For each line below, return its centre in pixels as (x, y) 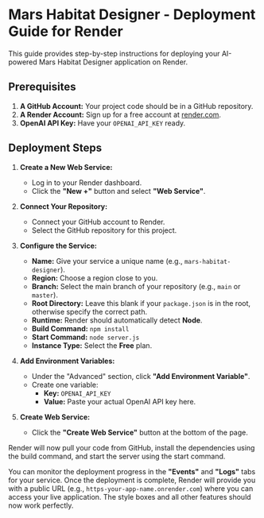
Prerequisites (42, 87)
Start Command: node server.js (85, 337)
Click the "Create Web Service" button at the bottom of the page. (140, 432)
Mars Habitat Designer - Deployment (132, 15)
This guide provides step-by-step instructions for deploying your (114, 53)
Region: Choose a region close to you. (95, 278)
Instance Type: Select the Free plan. (92, 345)
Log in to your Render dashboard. (87, 182)
